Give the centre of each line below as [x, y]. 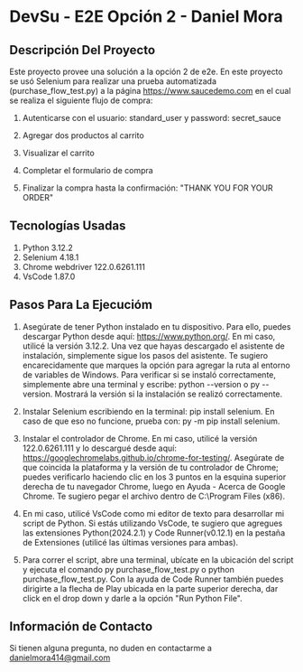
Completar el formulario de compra [87, 170]
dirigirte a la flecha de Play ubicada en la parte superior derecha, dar [150, 588]
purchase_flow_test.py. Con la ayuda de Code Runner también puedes [153, 579]
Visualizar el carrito [58, 153]
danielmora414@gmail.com [60, 658]
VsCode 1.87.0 [49, 276]
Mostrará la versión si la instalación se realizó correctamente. [169, 394]
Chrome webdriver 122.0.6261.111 [84, 266]
